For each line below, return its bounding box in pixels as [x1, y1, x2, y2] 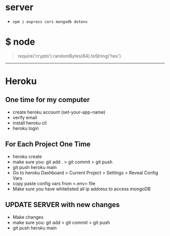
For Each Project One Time [5, 140, 91, 149]
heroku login [12, 125, 39, 131]
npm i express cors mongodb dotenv [12, 19, 88, 24]
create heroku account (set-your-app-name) [12, 109, 106, 115]
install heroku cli [12, 120, 47, 126]
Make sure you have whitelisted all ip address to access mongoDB [12, 186, 151, 192]
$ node [5, 36, 35, 48]
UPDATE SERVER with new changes [5, 200, 120, 209]
